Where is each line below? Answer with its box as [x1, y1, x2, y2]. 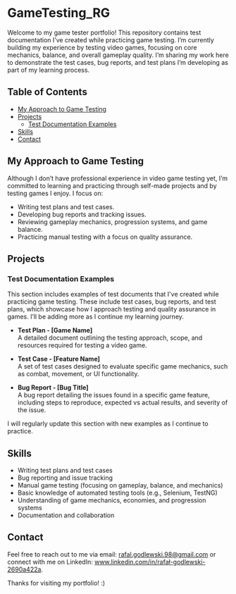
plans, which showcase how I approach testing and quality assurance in [7, 305, 216, 314]
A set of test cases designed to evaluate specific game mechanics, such [17, 362, 228, 371]
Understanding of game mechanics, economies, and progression [17, 496, 206, 505]
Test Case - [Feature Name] [17, 354, 101, 364]
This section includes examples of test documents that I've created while [7, 290, 220, 299]
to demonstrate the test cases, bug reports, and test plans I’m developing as [7, 58, 229, 66]
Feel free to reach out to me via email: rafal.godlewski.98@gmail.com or [7, 550, 216, 558]
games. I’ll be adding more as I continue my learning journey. [7, 312, 185, 321]
